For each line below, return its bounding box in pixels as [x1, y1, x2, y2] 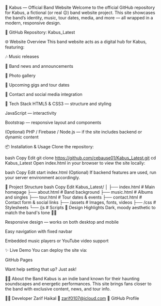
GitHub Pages [5, 257, 33, 262]
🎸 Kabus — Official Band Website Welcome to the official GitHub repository [5, 5, 155, 10]
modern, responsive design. [5, 20, 61, 26]
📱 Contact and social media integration [5, 92, 82, 97]
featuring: [5, 44, 25, 50]
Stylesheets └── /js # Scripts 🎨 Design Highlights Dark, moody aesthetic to [5, 205, 156, 210]
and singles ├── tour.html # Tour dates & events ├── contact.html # [5, 194, 142, 200]
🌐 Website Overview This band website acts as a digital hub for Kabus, [5, 39, 147, 45]
